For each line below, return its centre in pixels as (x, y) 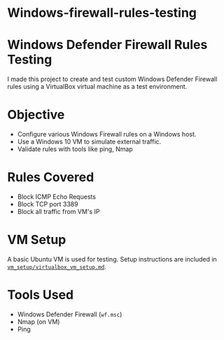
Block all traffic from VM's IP (58, 212)
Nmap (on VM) (38, 321)
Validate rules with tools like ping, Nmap (75, 149)
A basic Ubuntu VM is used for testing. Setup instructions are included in (112, 259)
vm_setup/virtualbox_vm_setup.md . (57, 267)
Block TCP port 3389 (48, 204)
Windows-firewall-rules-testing (102, 13)
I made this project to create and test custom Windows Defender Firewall (112, 79)
